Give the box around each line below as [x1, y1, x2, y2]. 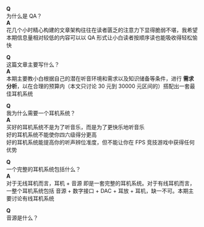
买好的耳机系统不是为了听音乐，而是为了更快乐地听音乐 [6, 124, 144, 130]
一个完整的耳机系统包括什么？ [6, 166, 81, 172]
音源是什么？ [6, 214, 38, 221]
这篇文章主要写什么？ [6, 61, 59, 68]
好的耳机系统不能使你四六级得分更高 [6, 131, 97, 138]
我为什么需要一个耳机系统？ [6, 109, 76, 117]
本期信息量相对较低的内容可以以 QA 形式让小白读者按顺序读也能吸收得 [6, 34, 182, 41]
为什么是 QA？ [6, 12, 42, 19]
